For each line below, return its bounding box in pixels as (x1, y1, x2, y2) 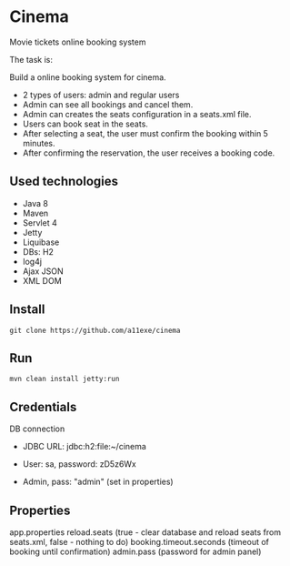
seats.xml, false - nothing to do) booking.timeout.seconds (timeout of (9, 537, 270, 547)
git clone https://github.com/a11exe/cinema (9, 326, 181, 335)
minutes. (22, 137, 56, 148)
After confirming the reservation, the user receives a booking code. (22, 147, 275, 158)
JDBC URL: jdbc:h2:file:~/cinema (22, 441, 147, 452)
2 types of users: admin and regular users (22, 89, 180, 100)
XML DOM (22, 275, 62, 286)
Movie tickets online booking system (9, 36, 146, 47)
